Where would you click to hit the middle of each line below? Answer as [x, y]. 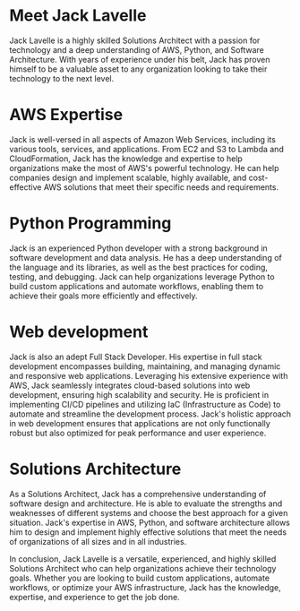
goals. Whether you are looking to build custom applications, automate [140, 578]
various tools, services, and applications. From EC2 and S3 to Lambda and [146, 149]
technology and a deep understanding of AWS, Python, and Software [137, 49]
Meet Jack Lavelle [78, 16]
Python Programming [90, 224]
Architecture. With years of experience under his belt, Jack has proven [140, 59]
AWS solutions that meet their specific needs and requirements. [161, 187]
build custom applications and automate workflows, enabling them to [137, 286]
